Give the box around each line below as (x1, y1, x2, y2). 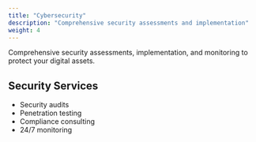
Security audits (19, 100, 70, 110)
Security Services (8, 79, 99, 92)
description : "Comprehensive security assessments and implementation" (8, 19, 249, 27)
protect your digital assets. (8, 56, 96, 65)
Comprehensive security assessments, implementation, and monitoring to (8, 48, 249, 58)
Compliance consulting (19, 117, 96, 126)
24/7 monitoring (19, 125, 73, 135)
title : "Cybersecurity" (8, 11, 87, 20)
